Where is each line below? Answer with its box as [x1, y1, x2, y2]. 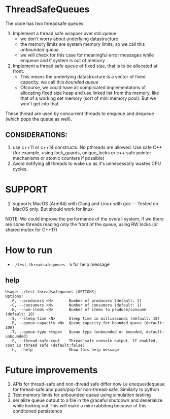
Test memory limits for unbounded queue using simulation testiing [12, 392, 151, 398]
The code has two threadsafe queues [5, 20, 84, 26]
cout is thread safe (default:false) [5, 343, 85, 348]
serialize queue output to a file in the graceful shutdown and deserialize [12, 397, 163, 403]
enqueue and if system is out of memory [20, 57, 105, 63]
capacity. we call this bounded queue [20, 79, 99, 85]
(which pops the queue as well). [5, 116, 73, 122]
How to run [5, 244, 53, 256]
